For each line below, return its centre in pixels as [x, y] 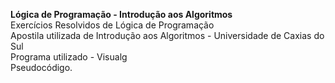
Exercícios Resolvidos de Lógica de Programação [112, 25]
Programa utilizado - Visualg [69, 57]
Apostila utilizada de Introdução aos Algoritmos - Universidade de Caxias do [167, 35]
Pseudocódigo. [41, 67]
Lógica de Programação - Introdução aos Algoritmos [121, 14]
